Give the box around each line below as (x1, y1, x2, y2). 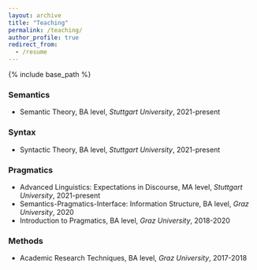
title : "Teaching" (8, 19, 69, 27)
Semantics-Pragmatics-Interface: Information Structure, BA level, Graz (19, 198, 250, 209)
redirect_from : (8, 41, 58, 49)
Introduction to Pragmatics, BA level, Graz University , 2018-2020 (19, 216, 230, 225)
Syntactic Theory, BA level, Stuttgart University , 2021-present (19, 145, 221, 154)
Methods (8, 235, 43, 246)
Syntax (8, 127, 36, 138)
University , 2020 (19, 207, 75, 216)
